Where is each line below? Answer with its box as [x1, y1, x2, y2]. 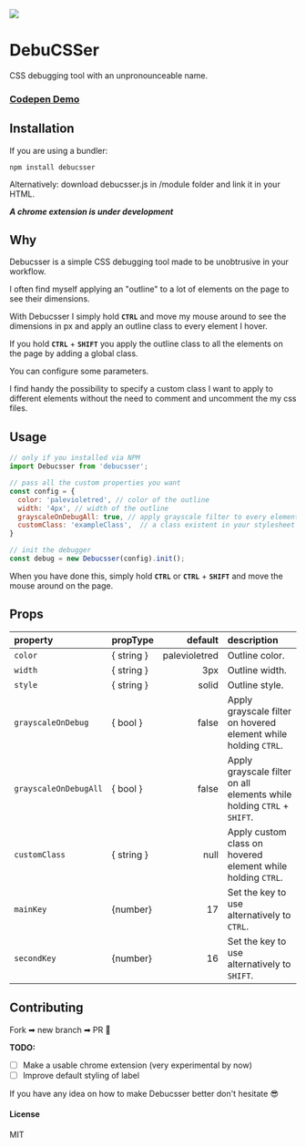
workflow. [9, 266, 46, 277]
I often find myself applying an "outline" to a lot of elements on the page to [9, 283, 290, 295]
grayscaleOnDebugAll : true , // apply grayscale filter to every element [17, 512, 300, 521]
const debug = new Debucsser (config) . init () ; [9, 554, 185, 564]
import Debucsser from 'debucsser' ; [9, 462, 148, 471]
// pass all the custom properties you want [9, 478, 181, 487]
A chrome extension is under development [9, 206, 174, 217]
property [14, 633, 54, 646]
